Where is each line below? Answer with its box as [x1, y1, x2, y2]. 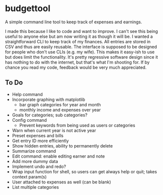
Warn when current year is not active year [12, 127, 96, 133]
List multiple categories [12, 184, 59, 190]
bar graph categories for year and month [19, 101, 101, 107]
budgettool [5, 3, 50, 14]
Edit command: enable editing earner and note [12, 153, 105, 159]
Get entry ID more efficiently [12, 138, 69, 144]
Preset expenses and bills [12, 132, 64, 138]
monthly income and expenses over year [19, 107, 101, 113]
